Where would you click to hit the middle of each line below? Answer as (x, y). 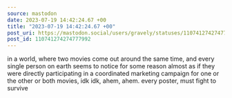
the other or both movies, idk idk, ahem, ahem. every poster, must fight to (112, 81)
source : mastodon (32, 13)
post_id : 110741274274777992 (49, 39)
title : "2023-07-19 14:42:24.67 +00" (61, 26)
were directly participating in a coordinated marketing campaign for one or (113, 74)
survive (18, 88)
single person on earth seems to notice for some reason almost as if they (111, 66)
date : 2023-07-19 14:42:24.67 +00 (57, 20)
